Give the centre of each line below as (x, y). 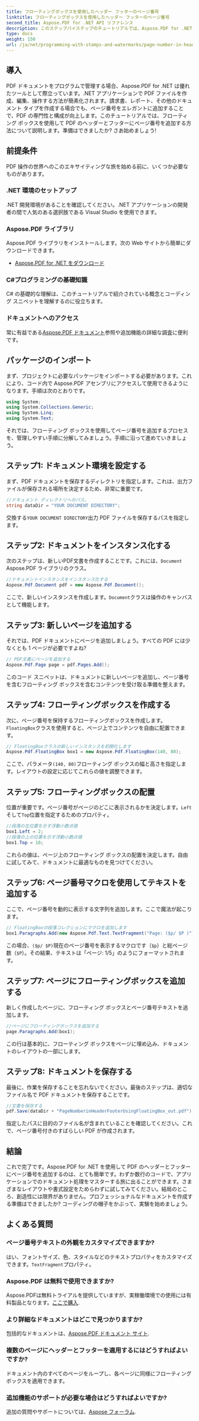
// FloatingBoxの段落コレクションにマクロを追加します (67, 928)
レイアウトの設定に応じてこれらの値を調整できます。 (81, 771)
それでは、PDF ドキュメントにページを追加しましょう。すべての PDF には (96, 640)
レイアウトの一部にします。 (50, 1051)
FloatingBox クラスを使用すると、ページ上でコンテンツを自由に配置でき (93, 728)
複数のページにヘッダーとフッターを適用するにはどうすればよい (97, 1350)
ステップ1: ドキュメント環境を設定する (76, 466)
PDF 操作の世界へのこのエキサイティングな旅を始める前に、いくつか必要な (97, 166)
